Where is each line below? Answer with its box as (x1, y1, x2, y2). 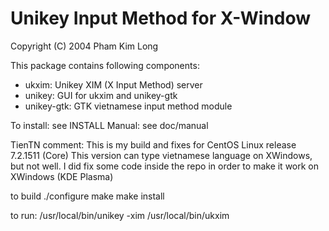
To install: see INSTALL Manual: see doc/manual (10, 119, 209, 131)
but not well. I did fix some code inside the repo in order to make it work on (10, 160, 320, 172)
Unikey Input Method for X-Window (10, 7, 312, 30)
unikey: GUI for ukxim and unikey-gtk (24, 89, 178, 101)
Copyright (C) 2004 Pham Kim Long (10, 40, 159, 52)
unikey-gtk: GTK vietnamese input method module (24, 100, 233, 112)
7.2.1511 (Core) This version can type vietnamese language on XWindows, (10, 149, 313, 161)
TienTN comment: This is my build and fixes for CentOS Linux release (10, 138, 297, 151)
